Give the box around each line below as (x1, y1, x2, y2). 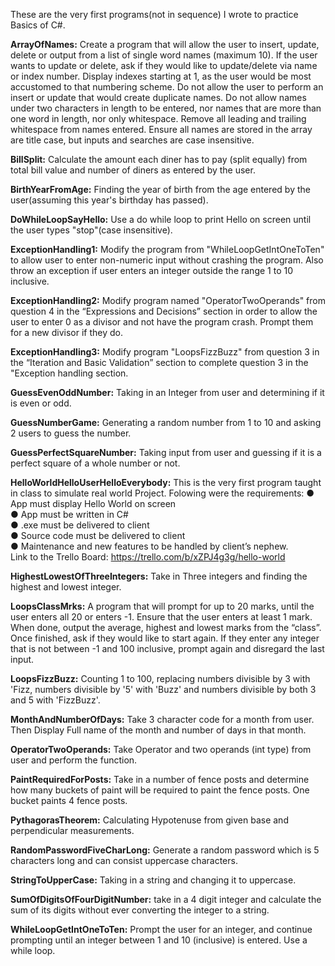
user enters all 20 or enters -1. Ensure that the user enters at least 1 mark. (10, 611, 313, 623)
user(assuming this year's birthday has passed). (10, 194, 209, 206)
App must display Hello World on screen (10, 498, 177, 509)
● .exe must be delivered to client (10, 519, 150, 531)
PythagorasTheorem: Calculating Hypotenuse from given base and (10, 814, 289, 826)
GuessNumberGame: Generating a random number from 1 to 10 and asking (10, 417, 322, 428)
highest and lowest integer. (10, 581, 122, 593)
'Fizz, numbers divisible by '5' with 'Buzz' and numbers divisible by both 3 (10, 684, 317, 695)
